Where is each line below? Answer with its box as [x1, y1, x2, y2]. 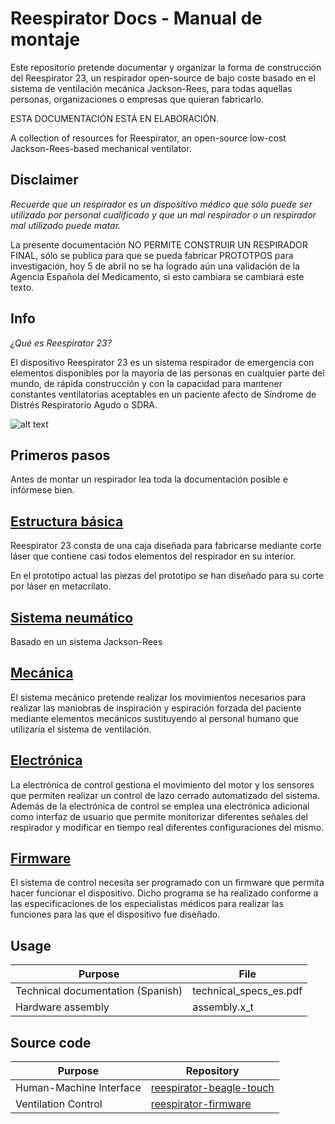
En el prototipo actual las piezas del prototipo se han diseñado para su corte [10, 570, 325, 582]
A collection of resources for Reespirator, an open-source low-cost [10, 132, 287, 144]
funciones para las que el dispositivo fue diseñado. [10, 908, 221, 921]
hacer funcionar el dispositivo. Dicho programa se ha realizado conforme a [10, 887, 319, 899]
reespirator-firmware [150, 1097, 252, 1111]
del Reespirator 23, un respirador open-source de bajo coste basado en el [10, 72, 316, 84]
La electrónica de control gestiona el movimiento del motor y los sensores [10, 778, 315, 791]
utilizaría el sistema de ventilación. [10, 723, 152, 735]
